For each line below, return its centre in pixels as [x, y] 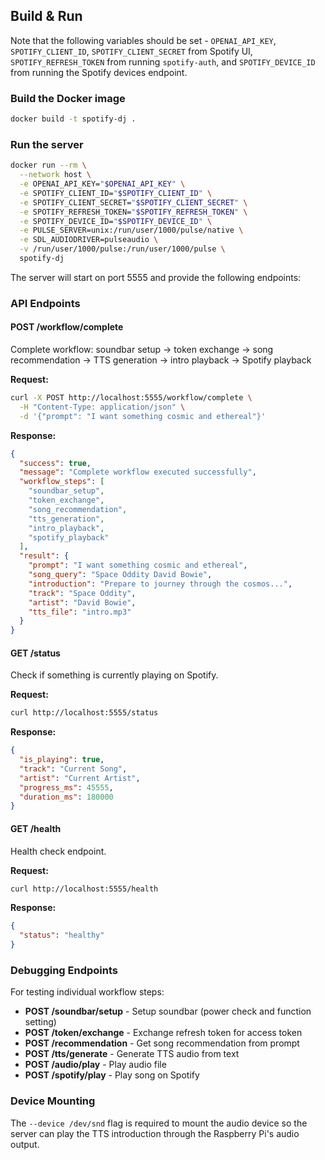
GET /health [36, 828]
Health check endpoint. [58, 851]
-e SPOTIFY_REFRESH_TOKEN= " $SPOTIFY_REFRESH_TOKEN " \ [133, 212]
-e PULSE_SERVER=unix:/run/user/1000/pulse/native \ [131, 230]
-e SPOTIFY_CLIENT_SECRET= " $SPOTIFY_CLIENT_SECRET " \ [133, 202]
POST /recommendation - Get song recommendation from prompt [162, 1043]
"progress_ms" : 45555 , [66, 787]
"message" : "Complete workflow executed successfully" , [138, 472]
